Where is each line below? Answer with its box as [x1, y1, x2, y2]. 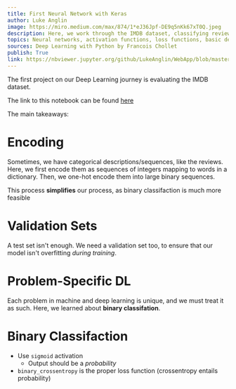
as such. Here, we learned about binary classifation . [7, 303, 161, 312]
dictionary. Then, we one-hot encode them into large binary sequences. [7, 172, 216, 181]
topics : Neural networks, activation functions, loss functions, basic [7, 36, 221, 43]
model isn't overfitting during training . [7, 248, 117, 257]
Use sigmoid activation [17, 351, 83, 360]
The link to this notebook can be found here [7, 96, 134, 104]
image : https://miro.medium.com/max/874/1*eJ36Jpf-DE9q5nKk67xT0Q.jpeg [7, 23, 221, 30]
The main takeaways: [7, 109, 69, 118]
